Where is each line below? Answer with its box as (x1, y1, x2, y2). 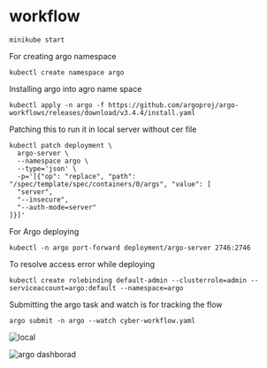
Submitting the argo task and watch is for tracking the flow (9, 299, 223, 310)
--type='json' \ (17, 164, 77, 173)
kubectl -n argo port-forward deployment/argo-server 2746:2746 (9, 243, 251, 252)
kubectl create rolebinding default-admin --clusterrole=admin (9, 276, 248, 285)
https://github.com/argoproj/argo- (107, 100, 240, 110)
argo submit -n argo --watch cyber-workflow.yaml (9, 316, 196, 325)
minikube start (9, 35, 65, 44)
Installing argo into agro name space (9, 83, 142, 94)
